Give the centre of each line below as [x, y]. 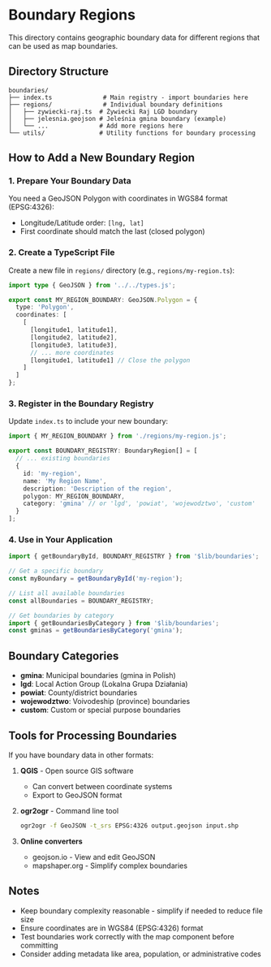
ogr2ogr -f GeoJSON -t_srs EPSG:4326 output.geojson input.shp [129, 826]
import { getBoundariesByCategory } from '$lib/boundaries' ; [114, 623]
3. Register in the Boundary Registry [81, 404]
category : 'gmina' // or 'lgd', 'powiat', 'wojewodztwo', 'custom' [139, 504]
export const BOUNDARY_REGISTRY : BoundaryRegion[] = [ [103, 451]
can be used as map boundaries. [63, 45]
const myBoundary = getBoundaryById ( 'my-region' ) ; [96, 579]
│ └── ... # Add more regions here [96, 126]
